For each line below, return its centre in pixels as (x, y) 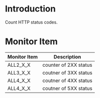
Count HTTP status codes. (31, 22)
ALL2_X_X (19, 65)
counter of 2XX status (67, 65)
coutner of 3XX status (67, 73)
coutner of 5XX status (67, 88)
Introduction (30, 9)
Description (67, 57)
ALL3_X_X (19, 73)
